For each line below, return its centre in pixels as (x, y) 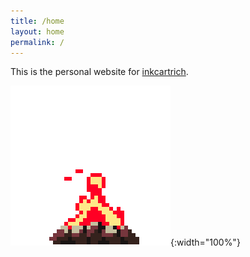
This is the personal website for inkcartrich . (99, 72)
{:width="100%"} (205, 242)
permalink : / (37, 42)
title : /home (37, 21)
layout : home (37, 31)
